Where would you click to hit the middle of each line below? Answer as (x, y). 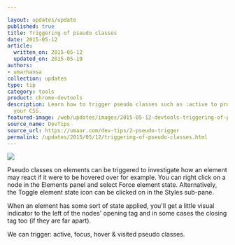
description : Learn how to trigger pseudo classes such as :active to (112, 105)
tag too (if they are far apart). (49, 220)
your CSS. (28, 111)
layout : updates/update (42, 20)
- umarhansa (24, 72)
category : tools (31, 92)
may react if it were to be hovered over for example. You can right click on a (116, 177)
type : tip (22, 85)
